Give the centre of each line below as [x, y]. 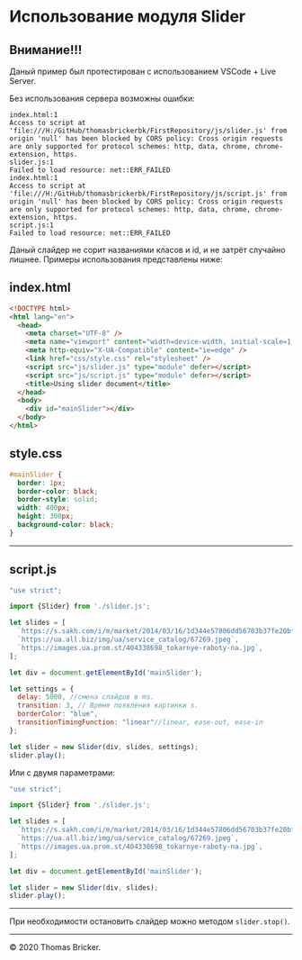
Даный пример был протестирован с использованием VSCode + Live [143, 71]
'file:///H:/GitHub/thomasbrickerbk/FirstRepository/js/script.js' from [148, 194]
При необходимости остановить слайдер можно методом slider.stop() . [150, 921]
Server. [22, 81]
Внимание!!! [46, 50]
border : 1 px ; [42, 483]
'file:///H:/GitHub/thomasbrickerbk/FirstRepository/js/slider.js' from [148, 131]
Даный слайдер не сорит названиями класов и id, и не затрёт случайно [147, 250]
